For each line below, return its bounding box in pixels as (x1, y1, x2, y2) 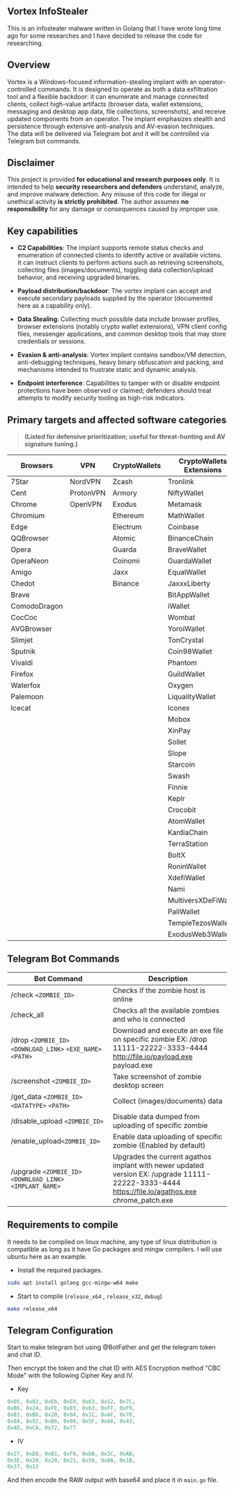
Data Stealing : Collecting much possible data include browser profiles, (17, 315, 221, 323)
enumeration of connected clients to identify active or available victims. (17, 251, 223, 260)
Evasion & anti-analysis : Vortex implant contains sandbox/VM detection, (17, 351, 227, 359)
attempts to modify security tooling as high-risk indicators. (17, 393, 186, 403)
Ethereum (112, 511, 145, 521)
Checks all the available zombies (112, 1006, 220, 1015)
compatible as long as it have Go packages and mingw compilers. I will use (7, 1244, 223, 1253)
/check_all (10, 1010, 44, 1020)
